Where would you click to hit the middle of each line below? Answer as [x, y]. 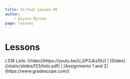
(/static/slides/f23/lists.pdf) [32, 66]
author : [13, 14]
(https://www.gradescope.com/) [37, 71]
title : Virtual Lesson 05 [31, 10]
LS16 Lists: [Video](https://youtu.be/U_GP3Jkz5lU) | [57, 61]
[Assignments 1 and [83, 66]
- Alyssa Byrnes [30, 19]
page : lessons [19, 23]
